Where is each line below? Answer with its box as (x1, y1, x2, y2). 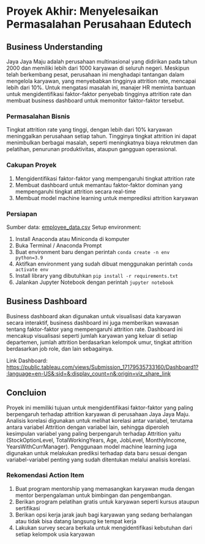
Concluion (6, 387, 47, 398)
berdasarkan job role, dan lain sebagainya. (6, 345, 114, 352)
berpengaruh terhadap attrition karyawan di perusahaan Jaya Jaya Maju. (6, 410, 190, 417)
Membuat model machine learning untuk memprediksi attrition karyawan (15, 194, 199, 201)
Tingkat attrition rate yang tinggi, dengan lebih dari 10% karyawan (6, 126, 173, 133)
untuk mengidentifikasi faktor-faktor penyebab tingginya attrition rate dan (6, 91, 192, 97)
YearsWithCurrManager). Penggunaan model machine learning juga (6, 442, 177, 450)
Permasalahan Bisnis (6, 112, 70, 121)
